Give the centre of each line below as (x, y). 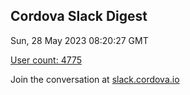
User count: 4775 (46, 60)
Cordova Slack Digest (79, 16)
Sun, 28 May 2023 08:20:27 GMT (79, 40)
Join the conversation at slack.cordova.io (95, 79)
